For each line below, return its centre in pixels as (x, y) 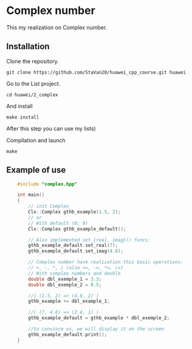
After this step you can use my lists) (51, 128)
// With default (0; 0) (58, 223)
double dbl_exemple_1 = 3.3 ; (65, 279)
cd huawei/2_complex (33, 95)
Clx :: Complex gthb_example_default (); (77, 229)
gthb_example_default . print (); (68, 334)
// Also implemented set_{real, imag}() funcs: (89, 240)
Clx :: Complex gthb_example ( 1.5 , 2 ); (74, 212)
